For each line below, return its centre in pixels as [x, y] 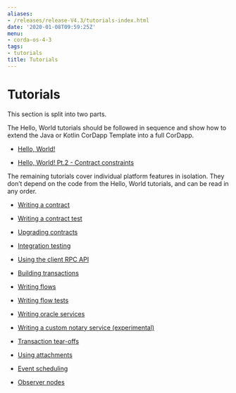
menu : [15, 33]
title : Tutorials [33, 60]
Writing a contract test [50, 218]
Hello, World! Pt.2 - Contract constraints [76, 162]
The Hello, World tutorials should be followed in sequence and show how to [117, 127]
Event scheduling [43, 368]
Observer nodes [41, 382]
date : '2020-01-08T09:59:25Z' [52, 27]
